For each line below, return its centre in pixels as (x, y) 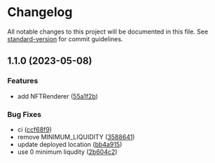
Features (23, 81)
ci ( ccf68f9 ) (35, 129)
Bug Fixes (25, 114)
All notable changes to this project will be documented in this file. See (108, 31)
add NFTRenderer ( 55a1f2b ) (57, 96)
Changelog (40, 12)
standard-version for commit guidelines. (65, 38)
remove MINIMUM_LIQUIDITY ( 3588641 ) (76, 136)
